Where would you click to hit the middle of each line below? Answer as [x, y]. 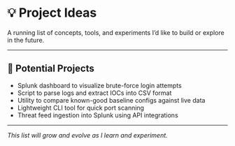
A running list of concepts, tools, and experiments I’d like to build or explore [116, 32]
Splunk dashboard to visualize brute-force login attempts [99, 85]
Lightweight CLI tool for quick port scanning [81, 108]
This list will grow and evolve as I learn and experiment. [87, 135]
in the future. [26, 40]
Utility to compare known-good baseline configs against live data [111, 100]
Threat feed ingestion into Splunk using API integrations [98, 115]
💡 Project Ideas [52, 13]
